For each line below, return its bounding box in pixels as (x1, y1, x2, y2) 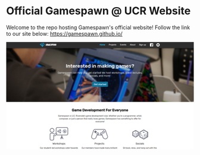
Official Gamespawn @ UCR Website (6, 4, 191, 18)
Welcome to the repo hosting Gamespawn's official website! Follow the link (6, 24, 190, 31)
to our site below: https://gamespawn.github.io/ (6, 30, 123, 37)
